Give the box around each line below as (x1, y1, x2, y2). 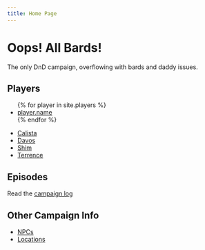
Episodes (7, 171, 48, 183)
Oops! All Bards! (7, 39, 102, 55)
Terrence (17, 151, 43, 160)
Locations (17, 235, 46, 243)
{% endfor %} (17, 115, 57, 124)
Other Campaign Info (7, 209, 99, 221)
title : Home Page (7, 10, 57, 17)
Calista (17, 129, 37, 137)
